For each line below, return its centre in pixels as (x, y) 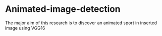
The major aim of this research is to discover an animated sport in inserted (81, 23)
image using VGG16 (25, 28)
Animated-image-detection (63, 9)
